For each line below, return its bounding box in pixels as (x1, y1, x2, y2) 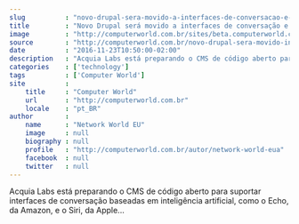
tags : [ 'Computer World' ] (9, 71, 145, 80)
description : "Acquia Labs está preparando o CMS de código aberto (9, 54, 277, 63)
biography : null (25, 137, 90, 146)
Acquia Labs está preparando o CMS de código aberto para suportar (9, 186, 262, 196)
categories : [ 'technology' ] (9, 63, 129, 72)
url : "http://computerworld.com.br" (25, 95, 190, 105)
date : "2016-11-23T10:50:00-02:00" (9, 46, 181, 55)
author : (9, 112, 69, 121)
